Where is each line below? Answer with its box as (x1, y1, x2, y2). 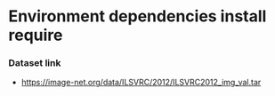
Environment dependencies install (8, 6, 267, 27)
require (8, 25, 63, 45)
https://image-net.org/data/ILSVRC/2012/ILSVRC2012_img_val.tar (20, 77, 262, 88)
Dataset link (8, 57, 61, 69)
